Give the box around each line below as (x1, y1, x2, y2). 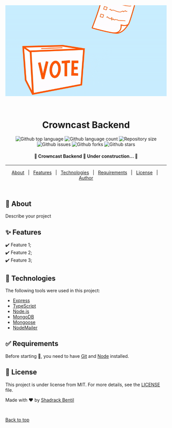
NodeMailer (12, 325, 38, 331)
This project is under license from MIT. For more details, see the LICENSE (5, 381, 160, 388)
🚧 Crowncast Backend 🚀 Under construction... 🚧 (34, 153, 138, 159)
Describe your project (5, 213, 51, 219)
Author (78, 175, 94, 181)
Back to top (5, 417, 30, 423)
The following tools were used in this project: (5, 288, 100, 294)
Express (12, 297, 30, 304)
